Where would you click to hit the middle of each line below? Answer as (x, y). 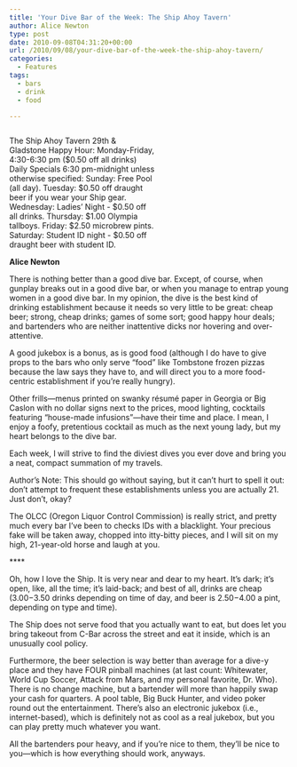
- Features (37, 68)
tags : (19, 76)
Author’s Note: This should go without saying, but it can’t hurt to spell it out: (147, 480)
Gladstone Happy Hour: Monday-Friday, (82, 150)
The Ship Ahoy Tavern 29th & (63, 141)
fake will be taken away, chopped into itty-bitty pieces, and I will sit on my (144, 535)
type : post (29, 34)
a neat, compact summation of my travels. (86, 463)
